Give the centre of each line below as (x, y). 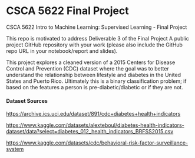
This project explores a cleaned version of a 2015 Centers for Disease (91, 62)
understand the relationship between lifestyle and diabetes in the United (94, 75)
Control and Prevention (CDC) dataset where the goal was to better (87, 68)
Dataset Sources (27, 100)
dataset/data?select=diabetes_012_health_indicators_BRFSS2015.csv (90, 132)
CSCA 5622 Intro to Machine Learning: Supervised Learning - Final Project (97, 27)
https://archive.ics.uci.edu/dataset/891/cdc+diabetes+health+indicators (93, 114)
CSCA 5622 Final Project (67, 11)
